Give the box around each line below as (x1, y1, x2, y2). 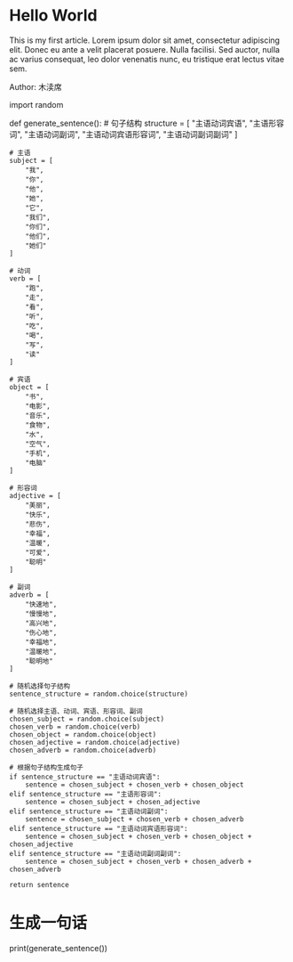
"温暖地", (25, 647, 58, 656)
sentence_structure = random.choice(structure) (9, 689, 189, 698)
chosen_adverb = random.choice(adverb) (9, 746, 157, 754)
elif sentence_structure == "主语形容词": (9, 789, 162, 798)
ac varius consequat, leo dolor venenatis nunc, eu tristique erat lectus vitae (9, 53, 285, 64)
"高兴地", (25, 618, 58, 628)
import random (9, 99, 64, 110)
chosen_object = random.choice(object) (9, 730, 157, 739)
